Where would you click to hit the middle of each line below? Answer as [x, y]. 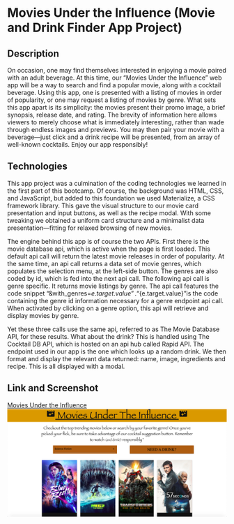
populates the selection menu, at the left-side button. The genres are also [112, 271]
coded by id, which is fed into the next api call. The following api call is [109, 278]
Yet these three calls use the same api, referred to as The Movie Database [114, 329]
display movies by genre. [43, 315]
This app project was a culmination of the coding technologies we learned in [117, 183]
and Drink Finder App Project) [95, 28]
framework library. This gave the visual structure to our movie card [103, 205]
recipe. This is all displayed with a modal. [66, 366]
